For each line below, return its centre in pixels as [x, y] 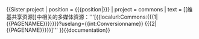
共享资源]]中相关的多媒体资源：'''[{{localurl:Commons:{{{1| [84, 17]
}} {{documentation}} [85, 30]
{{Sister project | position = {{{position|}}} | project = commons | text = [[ [97, 9]
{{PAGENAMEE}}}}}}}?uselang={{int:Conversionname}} [75, 24]
